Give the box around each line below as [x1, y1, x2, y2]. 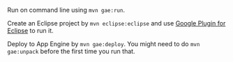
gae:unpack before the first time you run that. [7, 48, 135, 55]
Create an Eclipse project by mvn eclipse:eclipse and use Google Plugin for [7, 19, 226, 27]
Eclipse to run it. [7, 27, 54, 34]
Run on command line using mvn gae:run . [7, 6, 126, 14]
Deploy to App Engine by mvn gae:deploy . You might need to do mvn [7, 40, 200, 48]
